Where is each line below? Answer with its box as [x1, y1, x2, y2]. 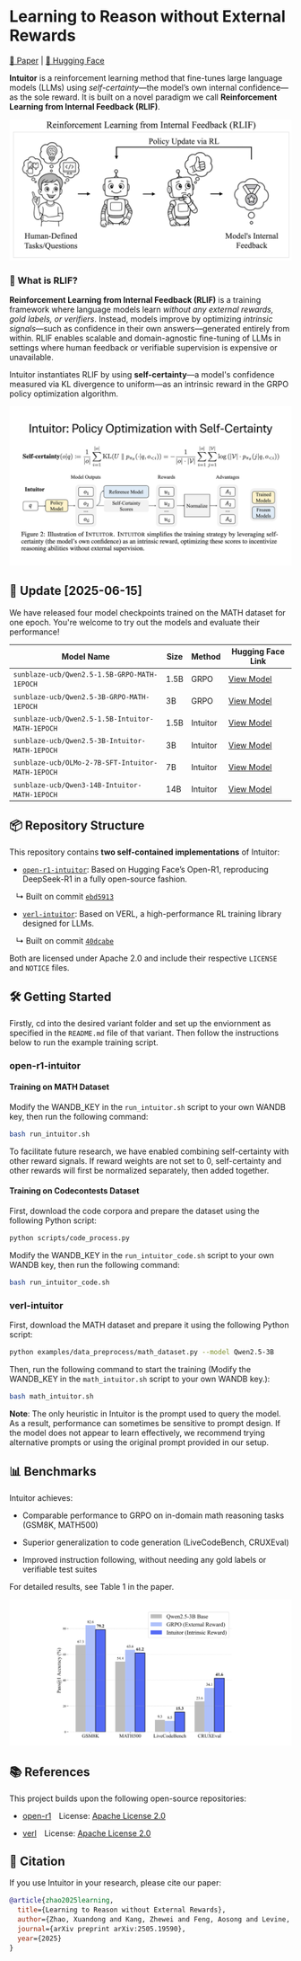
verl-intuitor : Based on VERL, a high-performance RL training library [21, 908, 282, 918]
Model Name [61, 651, 110, 661]
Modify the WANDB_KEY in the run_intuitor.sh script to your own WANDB [9, 1101, 287, 1112]
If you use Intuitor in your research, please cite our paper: [9, 1877, 222, 1888]
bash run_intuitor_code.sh [9, 1278, 110, 1287]
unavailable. [9, 352, 54, 363]
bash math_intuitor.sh [9, 1391, 94, 1401]
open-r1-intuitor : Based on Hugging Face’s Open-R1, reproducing [21, 864, 269, 874]
